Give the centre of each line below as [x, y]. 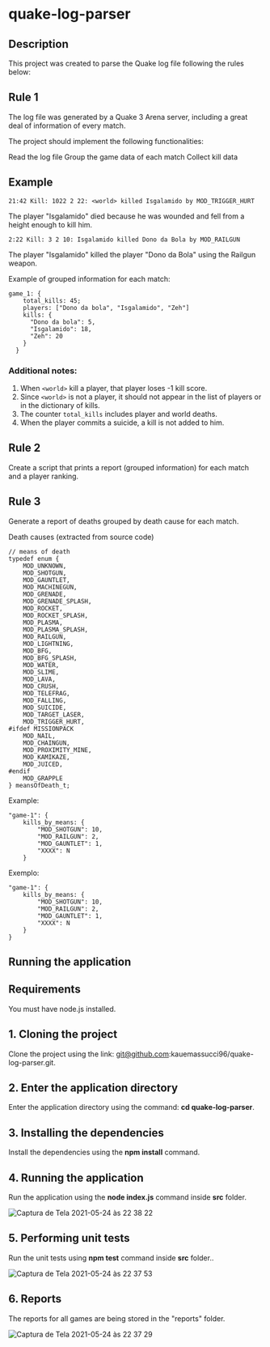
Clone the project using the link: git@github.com [89, 1054]
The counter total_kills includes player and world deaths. [119, 414]
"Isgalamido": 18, [61, 329]
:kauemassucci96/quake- [211, 1054]
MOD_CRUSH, [41, 686]
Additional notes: [43, 371]
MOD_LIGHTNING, [49, 644]
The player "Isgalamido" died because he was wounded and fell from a [127, 216]
